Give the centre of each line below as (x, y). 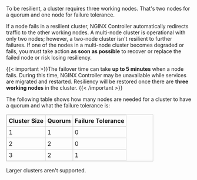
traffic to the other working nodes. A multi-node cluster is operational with (96, 32)
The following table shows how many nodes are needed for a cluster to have (99, 99)
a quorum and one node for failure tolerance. (60, 15)
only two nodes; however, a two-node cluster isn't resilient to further (89, 39)
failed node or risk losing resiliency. (49, 58)
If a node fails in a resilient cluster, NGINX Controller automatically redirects (97, 26)
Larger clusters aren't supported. (46, 170)
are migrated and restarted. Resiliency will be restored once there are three (97, 81)
